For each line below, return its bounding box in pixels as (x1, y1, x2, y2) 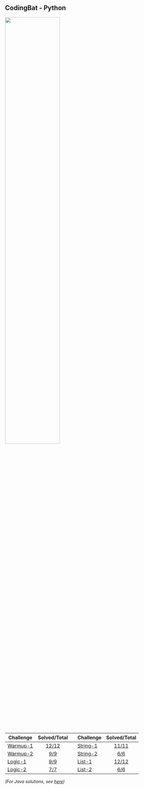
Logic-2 (7, 766, 27, 772)
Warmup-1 (7, 742, 33, 749)
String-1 (77, 742, 98, 749)
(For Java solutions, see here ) (5, 778, 65, 784)
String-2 (77, 750, 98, 757)
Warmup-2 (7, 750, 33, 757)
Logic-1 (7, 758, 27, 765)
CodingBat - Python (5, 4, 66, 12)
